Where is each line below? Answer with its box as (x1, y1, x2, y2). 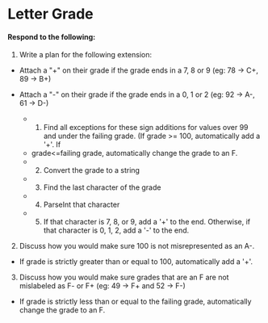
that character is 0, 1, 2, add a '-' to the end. (43, 225, 190, 235)
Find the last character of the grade (43, 182, 161, 192)
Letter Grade (7, 5, 94, 23)
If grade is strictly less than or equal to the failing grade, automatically (19, 296, 252, 307)
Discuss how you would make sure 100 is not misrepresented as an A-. (19, 241, 255, 251)
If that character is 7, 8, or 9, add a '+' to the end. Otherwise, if (43, 217, 251, 227)
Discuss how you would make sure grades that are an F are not (19, 272, 229, 283)
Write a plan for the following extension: (19, 50, 153, 60)
